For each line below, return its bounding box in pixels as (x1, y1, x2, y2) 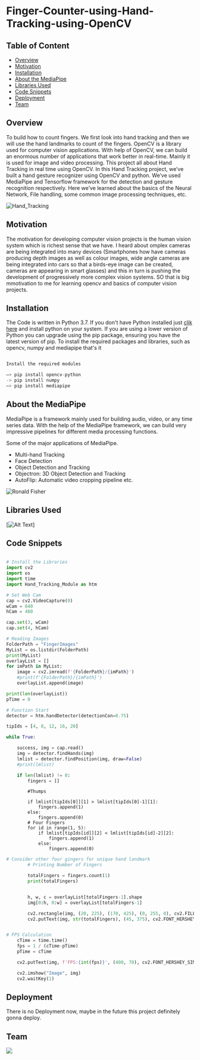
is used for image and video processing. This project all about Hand (6, 159, 173, 166)
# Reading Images (6, 636, 49, 642)
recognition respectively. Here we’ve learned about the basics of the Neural (6, 184, 192, 191)
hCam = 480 (6, 609, 33, 615)
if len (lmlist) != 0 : (17, 772, 70, 778)
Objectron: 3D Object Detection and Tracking (14, 470, 126, 477)
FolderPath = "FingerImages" (6, 641, 79, 647)
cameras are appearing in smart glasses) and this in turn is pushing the (6, 267, 180, 274)
